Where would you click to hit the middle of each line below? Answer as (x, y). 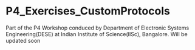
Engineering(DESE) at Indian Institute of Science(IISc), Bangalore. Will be (97, 34)
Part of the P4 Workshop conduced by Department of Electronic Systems (97, 28)
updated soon (23, 40)
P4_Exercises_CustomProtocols (88, 11)
